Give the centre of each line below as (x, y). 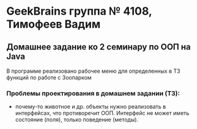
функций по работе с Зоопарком (49, 77)
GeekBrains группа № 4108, (79, 11)
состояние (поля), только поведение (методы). (77, 120)
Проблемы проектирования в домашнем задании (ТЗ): (93, 93)
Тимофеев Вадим (54, 24)
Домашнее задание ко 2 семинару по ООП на (98, 47)
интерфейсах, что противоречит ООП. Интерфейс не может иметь (102, 113)
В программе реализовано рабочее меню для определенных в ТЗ (93, 71)
